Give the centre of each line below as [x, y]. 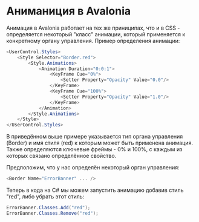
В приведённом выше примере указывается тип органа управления [95, 137]
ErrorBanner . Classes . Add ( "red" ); [48, 208]
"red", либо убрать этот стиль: [45, 197]
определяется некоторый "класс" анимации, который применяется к [96, 34]
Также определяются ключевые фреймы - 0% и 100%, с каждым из [94, 149]
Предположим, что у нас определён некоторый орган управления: [93, 168]
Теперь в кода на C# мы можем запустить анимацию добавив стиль [95, 190]
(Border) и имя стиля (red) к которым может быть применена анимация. [100, 143]
